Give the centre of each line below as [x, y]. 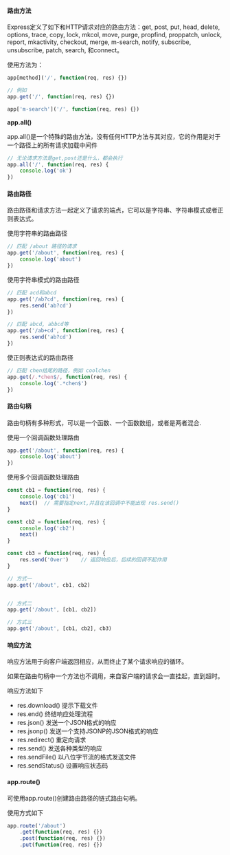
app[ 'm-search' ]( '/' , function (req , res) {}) [73, 109]
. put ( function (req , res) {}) [61, 845]
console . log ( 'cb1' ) [47, 497]
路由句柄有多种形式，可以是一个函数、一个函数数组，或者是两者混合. [104, 422]
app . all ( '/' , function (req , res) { [58, 164]
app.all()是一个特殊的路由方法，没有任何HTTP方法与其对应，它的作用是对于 [114, 136]
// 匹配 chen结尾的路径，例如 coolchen [59, 370]
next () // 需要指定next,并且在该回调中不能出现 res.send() [100, 503]
